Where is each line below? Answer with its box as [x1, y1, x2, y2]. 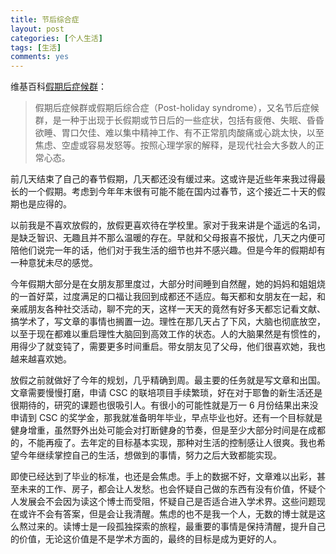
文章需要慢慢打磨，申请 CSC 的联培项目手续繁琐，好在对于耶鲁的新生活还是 [10, 387, 323, 399]
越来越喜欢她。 [10, 353, 72, 365]
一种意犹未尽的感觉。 [10, 257, 98, 269]
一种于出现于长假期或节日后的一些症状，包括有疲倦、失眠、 [61, 114, 307, 126]
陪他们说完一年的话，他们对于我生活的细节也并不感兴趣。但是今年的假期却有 [10, 244, 326, 256]
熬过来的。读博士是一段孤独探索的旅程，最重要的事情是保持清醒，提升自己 [18, 521, 326, 533]
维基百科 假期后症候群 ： [10, 81, 107, 93]
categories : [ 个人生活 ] [10, 33, 103, 43]
